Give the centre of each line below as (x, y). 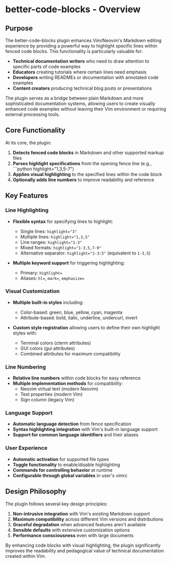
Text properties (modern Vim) (52, 394)
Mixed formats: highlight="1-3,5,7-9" (61, 247)
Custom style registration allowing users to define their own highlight (86, 327)
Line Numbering (26, 367)
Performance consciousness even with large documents (73, 535)
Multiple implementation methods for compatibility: (68, 383)
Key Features (27, 196)
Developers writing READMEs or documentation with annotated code (86, 77)
